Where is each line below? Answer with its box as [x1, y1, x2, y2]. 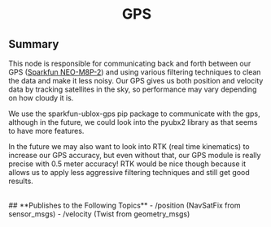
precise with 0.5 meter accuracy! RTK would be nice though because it [8, 159, 247, 169]
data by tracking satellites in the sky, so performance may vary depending [8, 84, 257, 94]
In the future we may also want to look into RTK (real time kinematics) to [8, 142, 250, 151]
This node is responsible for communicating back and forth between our [8, 58, 251, 68]
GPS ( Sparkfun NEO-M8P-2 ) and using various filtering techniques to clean [8, 67, 261, 77]
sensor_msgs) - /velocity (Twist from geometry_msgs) [8, 209, 190, 219]
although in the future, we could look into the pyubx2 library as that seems [8, 118, 258, 126]
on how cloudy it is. [8, 93, 74, 102]
